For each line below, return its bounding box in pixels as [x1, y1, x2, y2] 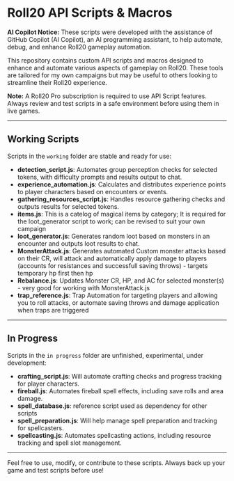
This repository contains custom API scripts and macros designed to [7, 56, 204, 64]
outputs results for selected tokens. [17, 202, 120, 210]
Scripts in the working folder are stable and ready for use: [7, 152, 172, 160]
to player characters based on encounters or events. [17, 187, 169, 196]
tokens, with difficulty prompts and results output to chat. [17, 173, 182, 181]
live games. [7, 107, 40, 115]
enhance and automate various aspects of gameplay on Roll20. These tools [7, 63, 224, 72]
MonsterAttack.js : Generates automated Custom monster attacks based [17, 246, 226, 255]
